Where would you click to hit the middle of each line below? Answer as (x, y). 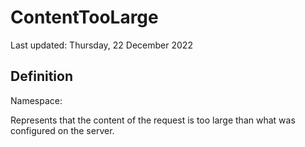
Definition (41, 76)
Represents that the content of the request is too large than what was (153, 120)
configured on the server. (62, 130)
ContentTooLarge (84, 17)
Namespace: (36, 100)
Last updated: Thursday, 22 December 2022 (101, 45)
